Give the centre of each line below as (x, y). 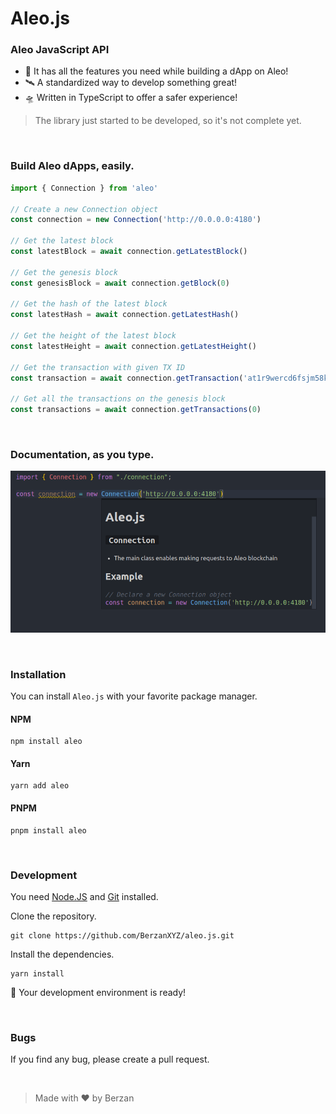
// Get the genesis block (64, 272)
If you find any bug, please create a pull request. (110, 1059)
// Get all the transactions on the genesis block (118, 399)
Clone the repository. (53, 916)
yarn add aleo (40, 786)
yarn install (37, 973)
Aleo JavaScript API (60, 50)
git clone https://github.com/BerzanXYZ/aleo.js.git (122, 935)
